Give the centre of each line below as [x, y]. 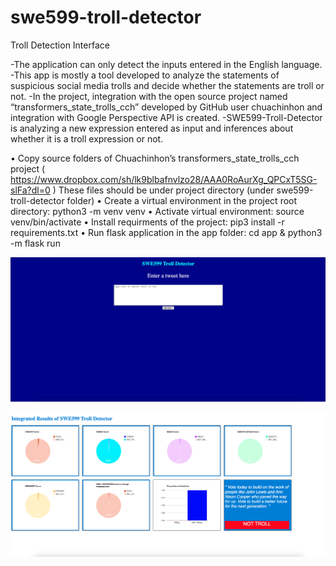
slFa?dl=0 [30, 190]
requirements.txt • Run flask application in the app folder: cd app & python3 [166, 232]
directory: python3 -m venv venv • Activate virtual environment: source [157, 211]
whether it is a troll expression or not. [87, 138]
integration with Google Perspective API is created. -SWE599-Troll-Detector [166, 117]
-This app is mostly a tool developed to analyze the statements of [145, 75]
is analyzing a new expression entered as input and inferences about [152, 128]
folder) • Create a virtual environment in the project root [182, 200]
